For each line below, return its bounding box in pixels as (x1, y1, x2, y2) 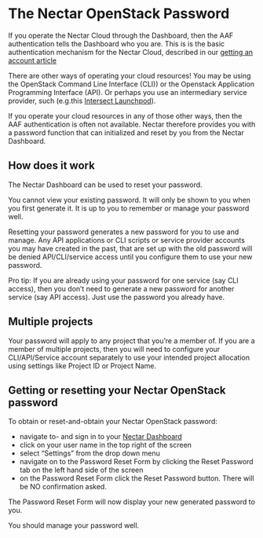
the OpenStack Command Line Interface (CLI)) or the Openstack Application (8, 79, 255, 89)
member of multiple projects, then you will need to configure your (8, 344, 221, 353)
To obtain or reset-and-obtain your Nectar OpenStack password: (8, 417, 217, 426)
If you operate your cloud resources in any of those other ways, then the (8, 111, 243, 120)
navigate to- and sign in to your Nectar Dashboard (19, 432, 182, 441)
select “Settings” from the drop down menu (19, 448, 161, 458)
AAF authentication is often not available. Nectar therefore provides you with (8, 119, 256, 129)
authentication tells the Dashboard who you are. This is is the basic (8, 38, 225, 48)
